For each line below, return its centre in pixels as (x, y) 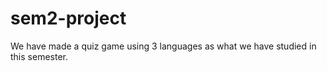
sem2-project (68, 18)
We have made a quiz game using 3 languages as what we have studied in (163, 46)
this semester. (39, 56)
